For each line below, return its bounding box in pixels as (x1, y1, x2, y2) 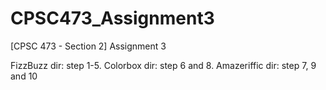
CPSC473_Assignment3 (10, 7, 215, 30)
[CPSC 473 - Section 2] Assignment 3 (10, 40, 167, 52)
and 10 (10, 70, 38, 82)
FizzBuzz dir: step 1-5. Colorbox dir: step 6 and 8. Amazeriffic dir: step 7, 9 (10, 59, 317, 71)
